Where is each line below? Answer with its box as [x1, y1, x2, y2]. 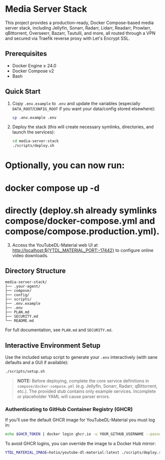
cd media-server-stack [12, 139, 59, 144]
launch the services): [12, 129, 55, 135]
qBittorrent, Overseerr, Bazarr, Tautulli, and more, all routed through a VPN [5, 30, 156, 36]
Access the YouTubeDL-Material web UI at [12, 242, 98, 248]
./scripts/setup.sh [5, 369, 45, 374]
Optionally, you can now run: [5, 160, 125, 171]
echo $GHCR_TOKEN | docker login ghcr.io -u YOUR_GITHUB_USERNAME [5, 431, 144, 437]
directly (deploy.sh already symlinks [5, 205, 157, 216]
